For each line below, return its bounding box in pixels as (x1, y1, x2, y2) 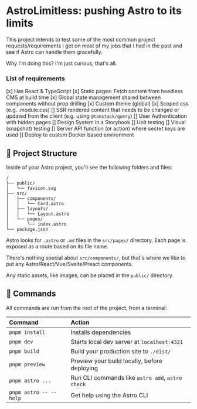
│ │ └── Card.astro (6, 201, 64, 207)
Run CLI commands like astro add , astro (70, 373, 182, 381)
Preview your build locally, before (70, 356, 163, 364)
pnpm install (9, 329, 46, 335)
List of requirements (6, 74, 65, 83)
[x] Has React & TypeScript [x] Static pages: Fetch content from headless (6, 88, 184, 95)
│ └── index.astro (6, 221, 67, 227)
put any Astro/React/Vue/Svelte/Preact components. (6, 261, 133, 268)
